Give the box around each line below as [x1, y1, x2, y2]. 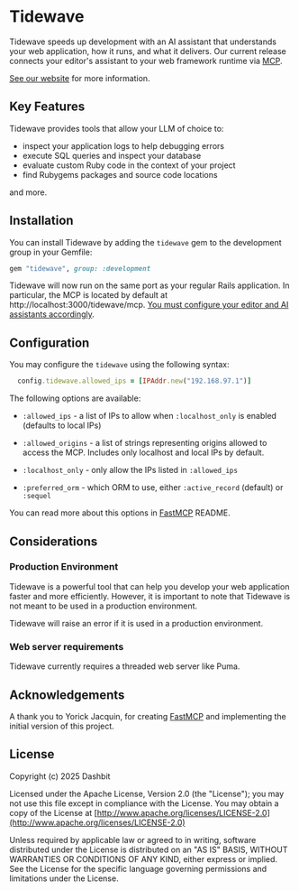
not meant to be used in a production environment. [9, 600, 198, 611]
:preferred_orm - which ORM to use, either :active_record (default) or [22, 482, 284, 493]
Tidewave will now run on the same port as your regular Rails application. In [9, 280, 290, 291]
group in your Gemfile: [9, 246, 93, 257]
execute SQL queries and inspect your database [22, 150, 202, 161]
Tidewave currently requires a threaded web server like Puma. [9, 661, 240, 672]
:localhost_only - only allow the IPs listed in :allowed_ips [22, 465, 239, 476]
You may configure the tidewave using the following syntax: [9, 359, 230, 370]
